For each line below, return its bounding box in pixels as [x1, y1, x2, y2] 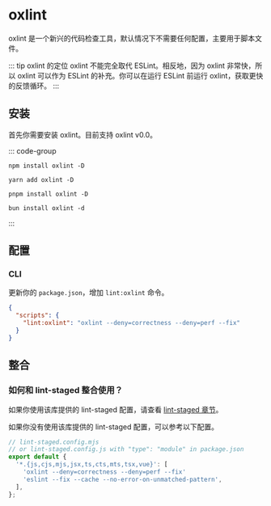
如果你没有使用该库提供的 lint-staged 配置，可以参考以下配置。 [8, 422, 218, 432]
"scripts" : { [15, 311, 60, 320]
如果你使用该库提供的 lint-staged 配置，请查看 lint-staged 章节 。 [8, 404, 223, 414]
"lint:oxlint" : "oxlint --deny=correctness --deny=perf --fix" [23, 319, 241, 327]
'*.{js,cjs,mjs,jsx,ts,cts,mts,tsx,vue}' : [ [15, 461, 168, 469]
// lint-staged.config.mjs [8, 438, 100, 446]
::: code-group [8, 145, 57, 155]
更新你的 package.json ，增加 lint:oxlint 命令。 [8, 288, 169, 297]
